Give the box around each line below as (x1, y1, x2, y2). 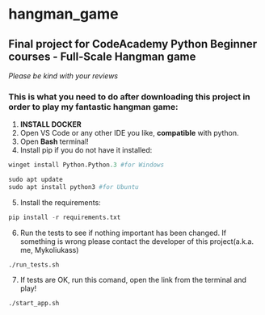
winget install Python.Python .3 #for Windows (8, 161, 164, 170)
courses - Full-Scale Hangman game (8, 49, 196, 63)
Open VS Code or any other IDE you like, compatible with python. (19, 128, 240, 138)
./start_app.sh (8, 299, 60, 307)
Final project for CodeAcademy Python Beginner (8, 37, 258, 51)
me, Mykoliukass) (19, 245, 79, 254)
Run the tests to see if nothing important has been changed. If (19, 228, 227, 237)
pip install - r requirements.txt (8, 213, 121, 221)
